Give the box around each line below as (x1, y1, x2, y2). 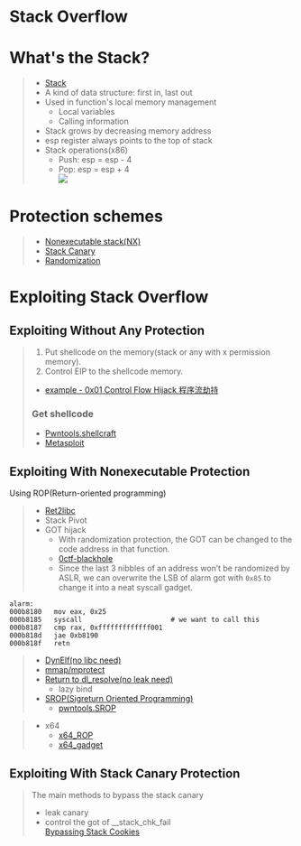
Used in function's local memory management (44, 97, 217, 107)
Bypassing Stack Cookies (44, 826, 140, 837)
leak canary (44, 806, 89, 818)
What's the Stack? (9, 48, 150, 69)
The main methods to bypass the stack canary (31, 789, 205, 800)
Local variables (58, 107, 115, 117)
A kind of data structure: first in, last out (44, 88, 193, 98)
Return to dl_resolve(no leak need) (44, 674, 174, 685)
